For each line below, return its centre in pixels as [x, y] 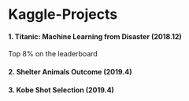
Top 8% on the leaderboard [53, 54]
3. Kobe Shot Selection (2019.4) [61, 90]
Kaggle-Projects [63, 14]
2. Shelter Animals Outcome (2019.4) [70, 71]
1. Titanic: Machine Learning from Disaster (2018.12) [95, 36]
